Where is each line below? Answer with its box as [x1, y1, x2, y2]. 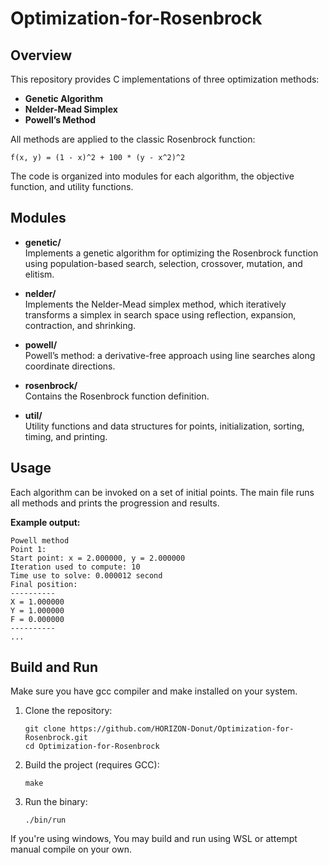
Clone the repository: [24, 705, 113, 717]
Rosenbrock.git [24, 733, 89, 743]
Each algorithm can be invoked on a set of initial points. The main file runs [10, 486, 315, 498]
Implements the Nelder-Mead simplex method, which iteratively [24, 298, 287, 310]
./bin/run [24, 815, 67, 826]
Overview [10, 47, 73, 64]
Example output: [10, 516, 81, 528]
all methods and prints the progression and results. [10, 497, 220, 509]
